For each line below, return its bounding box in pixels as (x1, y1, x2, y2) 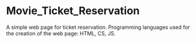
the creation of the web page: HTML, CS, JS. (6, 29, 116, 37)
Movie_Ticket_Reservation (6, 4, 140, 18)
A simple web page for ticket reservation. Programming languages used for (6, 24, 190, 31)
